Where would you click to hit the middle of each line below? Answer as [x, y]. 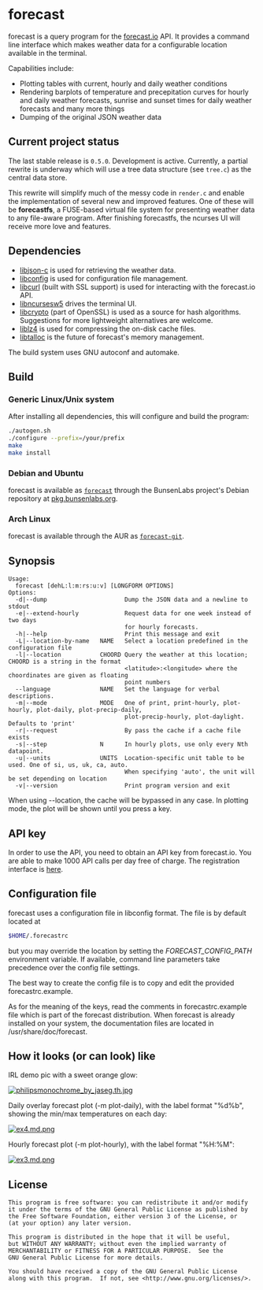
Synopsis [31, 561]
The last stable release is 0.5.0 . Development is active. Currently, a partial [128, 161]
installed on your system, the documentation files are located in [111, 1023]
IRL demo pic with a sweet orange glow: [73, 1075]
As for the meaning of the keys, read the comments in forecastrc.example [128, 1006]
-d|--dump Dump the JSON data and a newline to [131, 600]
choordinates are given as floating [68, 676]
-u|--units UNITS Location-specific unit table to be [130, 758]
